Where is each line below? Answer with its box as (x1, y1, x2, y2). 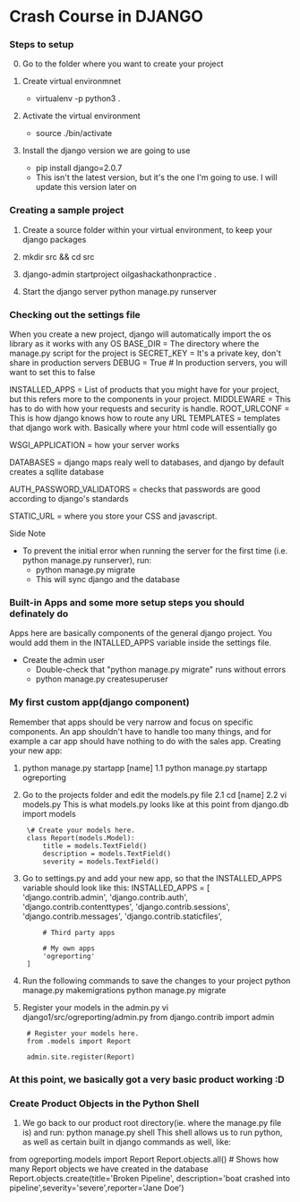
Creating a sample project (9, 204, 124, 217)
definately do (9, 607, 69, 620)
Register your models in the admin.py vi (21, 1001, 168, 1013)
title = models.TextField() (42, 841, 148, 850)
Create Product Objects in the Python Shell (9, 1097, 200, 1110)
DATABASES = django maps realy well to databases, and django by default (9, 457, 285, 468)
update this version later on (35, 182, 137, 193)
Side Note (9, 528, 47, 539)
